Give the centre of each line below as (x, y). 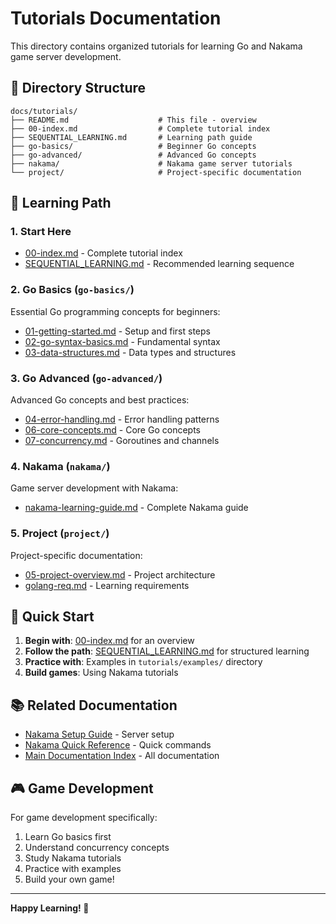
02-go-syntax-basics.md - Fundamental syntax (122, 341)
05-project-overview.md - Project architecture (120, 574)
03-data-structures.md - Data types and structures (130, 352)
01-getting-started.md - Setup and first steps (117, 331)
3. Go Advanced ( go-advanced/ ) (86, 378)
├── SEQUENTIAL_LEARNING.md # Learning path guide (131, 137)
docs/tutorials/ (44, 111)
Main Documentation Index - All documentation (122, 756)
